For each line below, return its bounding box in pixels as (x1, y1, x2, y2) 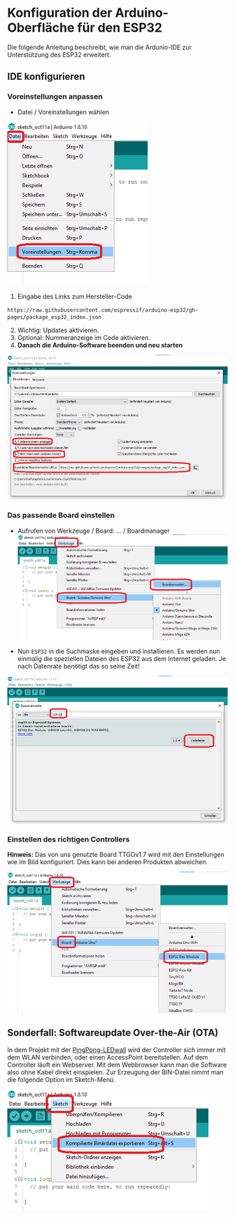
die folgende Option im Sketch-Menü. (7, 1075, 115, 1083)
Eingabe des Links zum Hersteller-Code (17, 292, 133, 301)
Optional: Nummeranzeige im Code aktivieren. (17, 333, 150, 341)
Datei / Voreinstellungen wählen (17, 107, 110, 116)
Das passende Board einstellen (7, 510, 115, 520)
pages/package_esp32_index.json (7, 313, 101, 320)
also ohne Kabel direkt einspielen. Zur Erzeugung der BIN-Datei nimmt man (7, 1067, 224, 1076)
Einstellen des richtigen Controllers (7, 834, 130, 844)
